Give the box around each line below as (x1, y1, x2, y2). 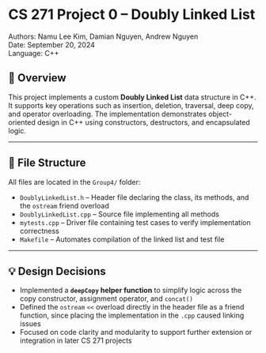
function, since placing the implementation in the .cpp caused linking (19, 310, 245, 321)
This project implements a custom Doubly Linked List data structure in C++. (8, 92, 256, 102)
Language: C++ (8, 48, 59, 58)
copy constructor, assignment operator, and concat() (19, 294, 194, 303)
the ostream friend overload (19, 201, 109, 210)
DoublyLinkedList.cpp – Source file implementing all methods (19, 209, 220, 219)
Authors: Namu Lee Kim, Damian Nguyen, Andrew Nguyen (8, 32, 199, 41)
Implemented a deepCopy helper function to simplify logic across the (19, 286, 242, 295)
